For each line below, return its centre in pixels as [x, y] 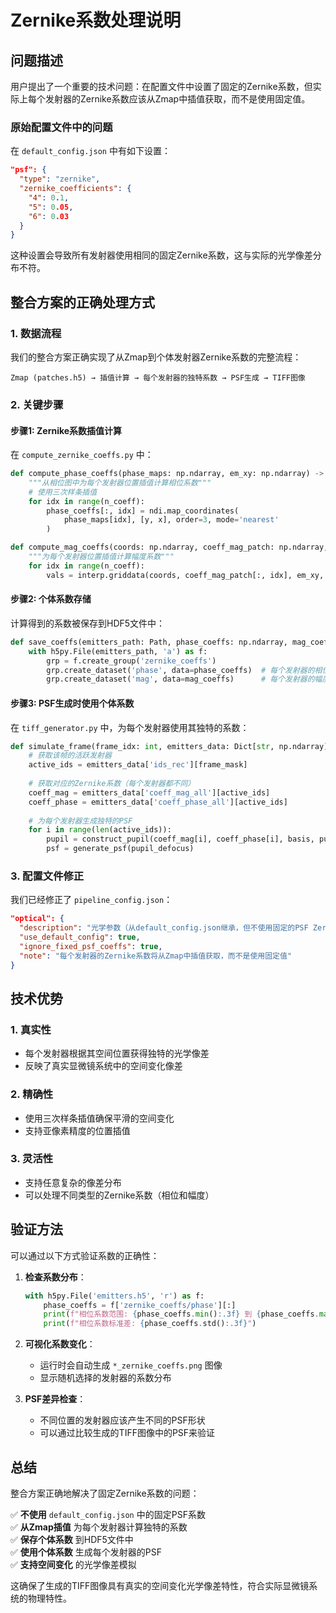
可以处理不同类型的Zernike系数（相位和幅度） [119, 1195]
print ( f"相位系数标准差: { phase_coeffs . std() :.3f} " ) [150, 1324]
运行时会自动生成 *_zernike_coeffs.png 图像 [131, 1365]
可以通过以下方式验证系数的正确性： [85, 1255]
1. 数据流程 [36, 333]
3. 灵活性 [32, 1159]
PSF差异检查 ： [55, 1399]
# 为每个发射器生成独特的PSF [80, 821]
